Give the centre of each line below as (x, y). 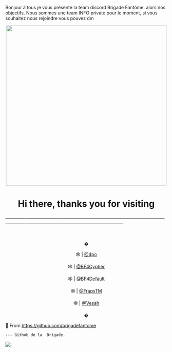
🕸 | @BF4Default (86, 279)
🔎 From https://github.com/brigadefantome (51, 325)
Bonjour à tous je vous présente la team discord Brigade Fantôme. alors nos (85, 7)
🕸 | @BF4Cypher (86, 266)
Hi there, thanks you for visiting (86, 204)
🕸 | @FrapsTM (86, 291)
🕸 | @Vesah (86, 303)
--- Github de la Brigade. (35, 335)
